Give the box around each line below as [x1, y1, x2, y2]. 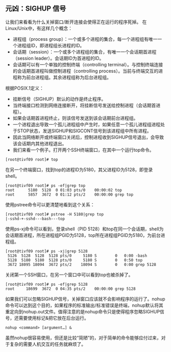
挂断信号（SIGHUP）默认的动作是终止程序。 [12, 96, 106, 102]
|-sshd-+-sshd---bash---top [5, 216, 65, 221]
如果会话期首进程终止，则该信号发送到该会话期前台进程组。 [12, 115, 138, 121]
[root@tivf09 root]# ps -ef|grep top [5, 183, 86, 188]
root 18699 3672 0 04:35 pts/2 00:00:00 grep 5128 [5, 286, 136, 291]
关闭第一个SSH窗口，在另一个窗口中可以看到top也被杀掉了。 [5, 272, 133, 278]
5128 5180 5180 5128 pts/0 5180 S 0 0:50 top [7, 257, 143, 263]
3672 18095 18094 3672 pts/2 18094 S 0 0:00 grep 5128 [7, 262, 157, 267]
